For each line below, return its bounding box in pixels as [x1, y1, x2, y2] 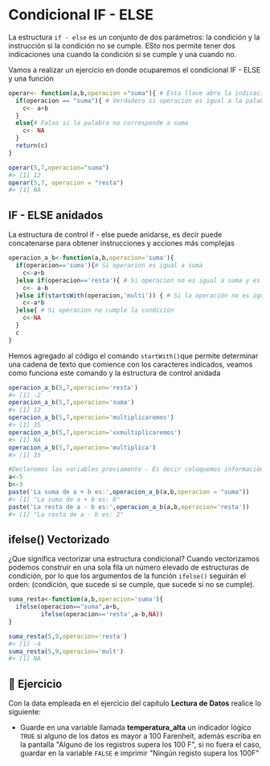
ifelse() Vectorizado [8, 532, 110, 546]
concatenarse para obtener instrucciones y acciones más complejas [8, 238, 235, 248]
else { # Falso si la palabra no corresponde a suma [15, 119, 189, 127]
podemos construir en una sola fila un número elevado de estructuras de [8, 562, 250, 573]
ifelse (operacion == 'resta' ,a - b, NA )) [40, 611, 163, 619]
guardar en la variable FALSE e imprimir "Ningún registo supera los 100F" [19, 748, 260, 758]
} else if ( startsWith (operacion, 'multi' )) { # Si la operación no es [15, 292, 250, 300]
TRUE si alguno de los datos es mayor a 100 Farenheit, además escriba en [19, 731, 261, 741]
